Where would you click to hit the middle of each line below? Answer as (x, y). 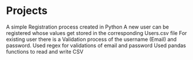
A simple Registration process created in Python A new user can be (87, 27)
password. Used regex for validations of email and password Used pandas (96, 45)
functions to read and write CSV (45, 51)
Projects (27, 11)
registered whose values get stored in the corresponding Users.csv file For (97, 33)
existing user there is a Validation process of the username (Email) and (92, 39)
